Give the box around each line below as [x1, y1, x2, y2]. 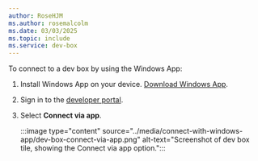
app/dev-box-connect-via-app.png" [19, 134, 141, 145]
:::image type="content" [19, 126, 101, 136]
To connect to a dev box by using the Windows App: [8, 64, 183, 73]
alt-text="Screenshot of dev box [142, 134, 250, 145]
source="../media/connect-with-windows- [102, 126, 243, 136]
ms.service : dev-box [8, 42, 78, 50]
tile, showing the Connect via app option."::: [19, 143, 166, 153]
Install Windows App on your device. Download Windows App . [19, 80, 229, 89]
